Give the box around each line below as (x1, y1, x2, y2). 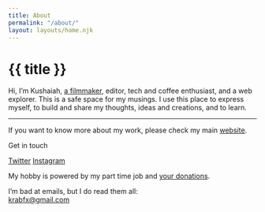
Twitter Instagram (8, 156, 65, 166)
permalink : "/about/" (8, 19, 80, 27)
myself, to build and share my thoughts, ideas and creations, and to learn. (8, 103, 247, 113)
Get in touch (8, 141, 49, 151)
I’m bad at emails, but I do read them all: (8, 187, 138, 196)
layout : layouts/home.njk (8, 26, 93, 34)
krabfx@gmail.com (8, 195, 69, 205)
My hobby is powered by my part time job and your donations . (8, 171, 211, 181)
